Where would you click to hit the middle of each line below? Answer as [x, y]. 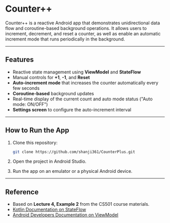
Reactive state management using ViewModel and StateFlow [77, 72]
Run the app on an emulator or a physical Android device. [72, 171]
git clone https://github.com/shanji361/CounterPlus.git [74, 152]
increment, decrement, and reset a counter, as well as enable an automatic [83, 33]
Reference [22, 192]
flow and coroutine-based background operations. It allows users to [76, 28]
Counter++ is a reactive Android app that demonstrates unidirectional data [83, 23]
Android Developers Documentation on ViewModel [66, 215]
